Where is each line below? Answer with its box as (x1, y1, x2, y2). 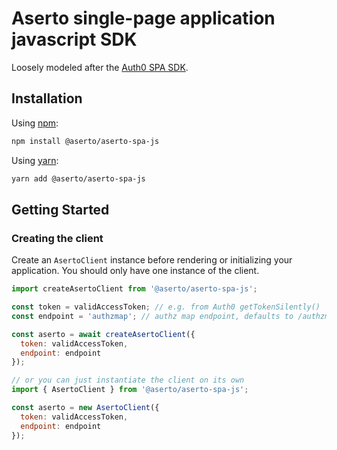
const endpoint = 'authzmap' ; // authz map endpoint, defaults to (11, 311, 294, 321)
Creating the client (11, 231, 104, 245)
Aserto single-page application (11, 7, 276, 30)
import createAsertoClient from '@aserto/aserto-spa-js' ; (11, 284, 258, 294)
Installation (11, 90, 83, 107)
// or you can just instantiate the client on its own (11, 375, 245, 386)
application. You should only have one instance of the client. (11, 265, 260, 277)
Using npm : (11, 117, 59, 129)
